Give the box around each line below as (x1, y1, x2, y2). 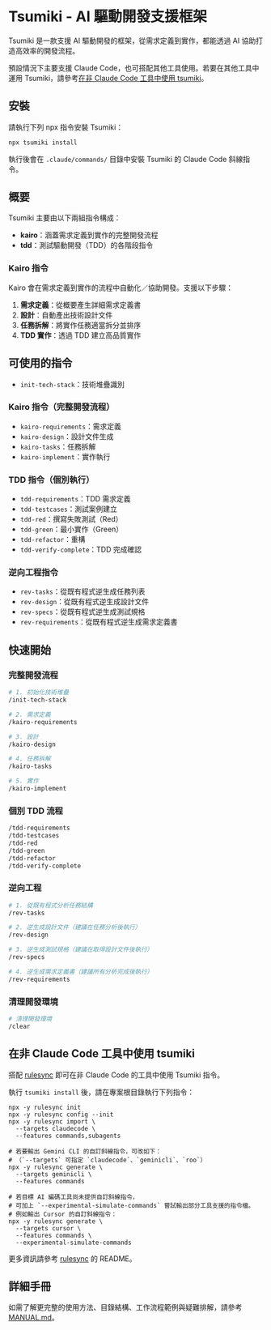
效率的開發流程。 (22, 45, 79, 55)
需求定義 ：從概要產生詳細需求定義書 (19, 300, 142, 309)
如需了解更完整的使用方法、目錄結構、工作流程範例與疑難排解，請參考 (8, 1302, 243, 1312)
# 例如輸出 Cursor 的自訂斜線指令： (8, 1210, 117, 1218)
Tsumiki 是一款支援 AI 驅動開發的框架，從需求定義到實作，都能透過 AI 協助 (8, 36, 256, 45)
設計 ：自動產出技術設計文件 (19, 309, 113, 320)
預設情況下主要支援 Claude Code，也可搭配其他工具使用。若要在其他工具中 (8, 62, 260, 73)
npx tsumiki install (8, 139, 78, 147)
